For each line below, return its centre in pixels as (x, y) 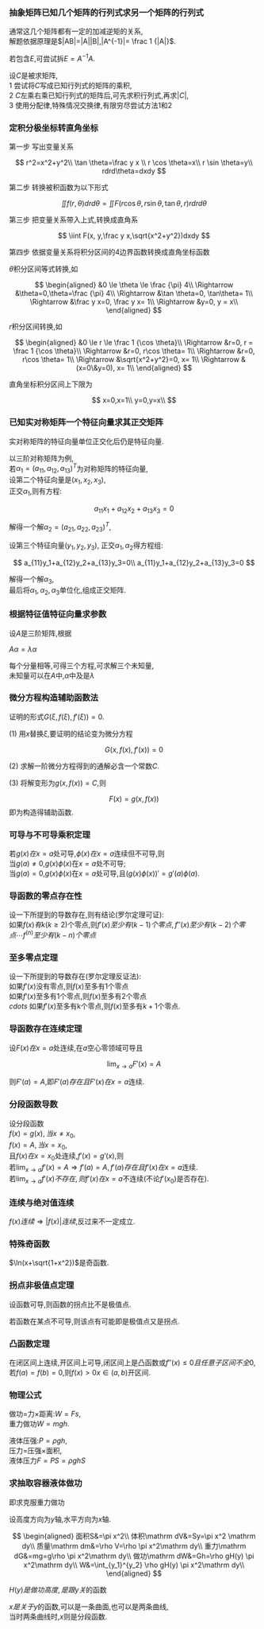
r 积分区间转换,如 (36, 327)
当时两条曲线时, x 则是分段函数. (58, 1616)
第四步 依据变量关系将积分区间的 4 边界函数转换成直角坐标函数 (109, 252)
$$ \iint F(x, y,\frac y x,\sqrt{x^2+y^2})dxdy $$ (134, 235)
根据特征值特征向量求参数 (58, 614)
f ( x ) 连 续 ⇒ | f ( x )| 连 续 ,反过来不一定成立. (72, 1222)
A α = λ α (23, 649)
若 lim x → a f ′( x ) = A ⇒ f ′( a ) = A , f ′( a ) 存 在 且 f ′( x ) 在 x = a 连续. (103, 1168)
